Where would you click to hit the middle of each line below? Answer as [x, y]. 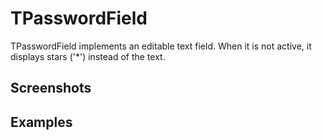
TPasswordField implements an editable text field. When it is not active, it [161, 46]
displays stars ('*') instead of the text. [88, 56]
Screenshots [51, 88]
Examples [41, 122]
